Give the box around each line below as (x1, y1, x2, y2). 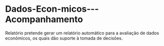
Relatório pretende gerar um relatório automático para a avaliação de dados (5, 30, 160, 36)
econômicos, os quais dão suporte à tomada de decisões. (5, 35, 123, 41)
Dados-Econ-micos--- (5, 3, 99, 15)
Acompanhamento (5, 14, 83, 25)
